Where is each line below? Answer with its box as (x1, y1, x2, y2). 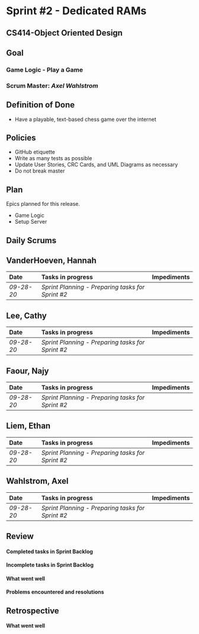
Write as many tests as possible (14, 155, 92, 162)
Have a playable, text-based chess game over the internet (14, 116, 157, 123)
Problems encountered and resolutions (6, 588, 105, 595)
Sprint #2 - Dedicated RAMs (6, 4, 147, 18)
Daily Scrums (6, 235, 57, 246)
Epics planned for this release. (6, 200, 81, 208)
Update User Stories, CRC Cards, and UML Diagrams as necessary (14, 161, 178, 168)
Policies (6, 133, 37, 143)
